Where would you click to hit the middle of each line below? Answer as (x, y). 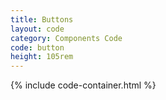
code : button (37, 47)
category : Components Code (66, 38)
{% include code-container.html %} (83, 85)
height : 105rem (42, 57)
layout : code (37, 29)
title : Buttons (42, 19)
